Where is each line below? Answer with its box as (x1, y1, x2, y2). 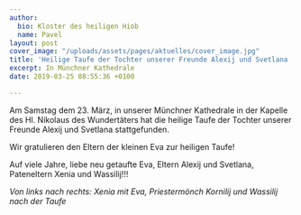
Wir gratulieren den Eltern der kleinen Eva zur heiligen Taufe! (9, 141, 235, 152)
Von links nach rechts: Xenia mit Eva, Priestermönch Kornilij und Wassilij (9, 186, 278, 197)
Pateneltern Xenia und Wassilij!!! (9, 168, 129, 179)
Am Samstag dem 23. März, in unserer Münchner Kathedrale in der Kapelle (9, 105, 288, 116)
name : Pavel (17, 30, 63, 39)
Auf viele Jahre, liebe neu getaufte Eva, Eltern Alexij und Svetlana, (9, 159, 254, 170)
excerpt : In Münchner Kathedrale (9, 64, 135, 73)
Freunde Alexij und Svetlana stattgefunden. (9, 124, 169, 135)
